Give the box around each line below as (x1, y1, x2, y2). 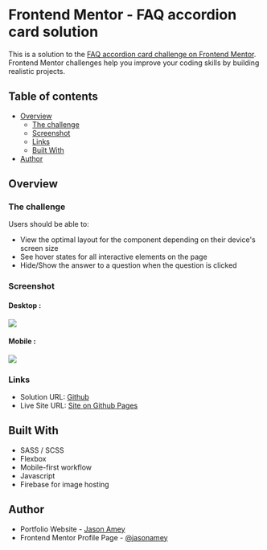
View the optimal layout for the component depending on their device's (19, 235, 256, 244)
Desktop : (8, 300, 42, 310)
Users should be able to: (8, 220, 90, 229)
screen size (19, 244, 59, 253)
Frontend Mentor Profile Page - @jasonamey (19, 532, 168, 542)
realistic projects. (8, 66, 66, 76)
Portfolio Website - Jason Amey (19, 524, 126, 534)
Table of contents (8, 90, 98, 104)
